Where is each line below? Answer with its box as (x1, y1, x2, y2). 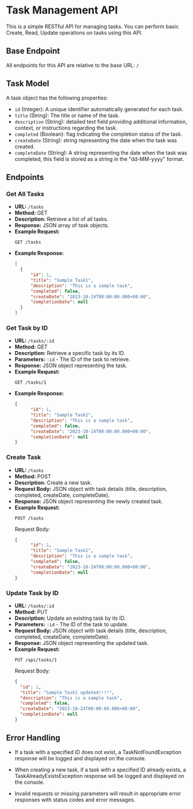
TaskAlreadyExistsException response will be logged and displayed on (14, 772, 185, 779)
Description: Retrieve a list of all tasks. (14, 216, 109, 223)
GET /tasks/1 (14, 380, 47, 385)
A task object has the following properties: (6, 94, 108, 101)
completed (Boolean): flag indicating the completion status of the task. (14, 130, 182, 138)
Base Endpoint (6, 46, 60, 56)
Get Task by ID (6, 323, 48, 332)
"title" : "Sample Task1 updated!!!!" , (20, 689, 115, 695)
